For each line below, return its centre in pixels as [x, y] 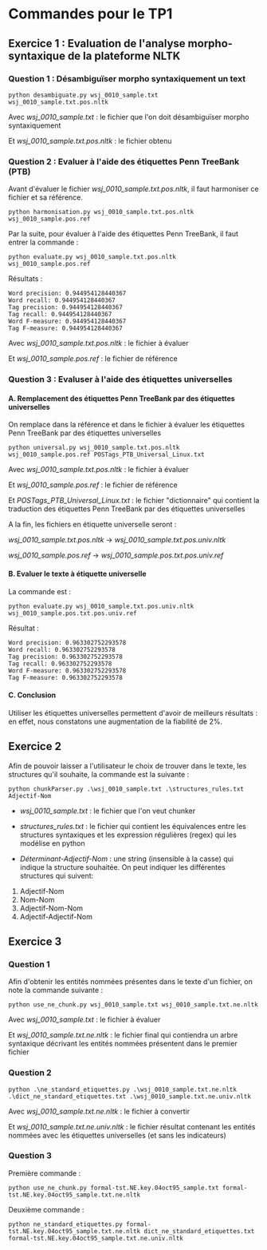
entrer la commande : [43, 242]
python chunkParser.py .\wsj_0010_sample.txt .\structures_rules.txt [126, 789]
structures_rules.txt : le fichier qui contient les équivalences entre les [133, 826]
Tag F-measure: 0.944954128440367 [66, 328]
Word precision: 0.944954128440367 [67, 294]
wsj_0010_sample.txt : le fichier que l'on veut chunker [108, 811]
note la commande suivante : [56, 990]
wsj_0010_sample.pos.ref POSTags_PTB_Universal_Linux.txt [106, 455]
